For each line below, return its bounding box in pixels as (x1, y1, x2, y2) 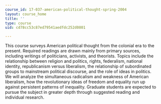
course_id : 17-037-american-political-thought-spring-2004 (5, 7, 127, 12)
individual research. (5, 94, 45, 100)
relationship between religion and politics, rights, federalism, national (5, 58, 143, 64)
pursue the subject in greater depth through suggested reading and (5, 89, 140, 95)
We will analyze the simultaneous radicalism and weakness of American (5, 74, 149, 80)
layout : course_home (5, 12, 47, 17)
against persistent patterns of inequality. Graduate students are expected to (5, 84, 157, 90)
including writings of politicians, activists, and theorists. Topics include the (5, 53, 154, 59)
